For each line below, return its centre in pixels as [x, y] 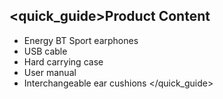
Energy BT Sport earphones [81, 40]
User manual [50, 72]
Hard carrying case [63, 61]
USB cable [45, 51]
